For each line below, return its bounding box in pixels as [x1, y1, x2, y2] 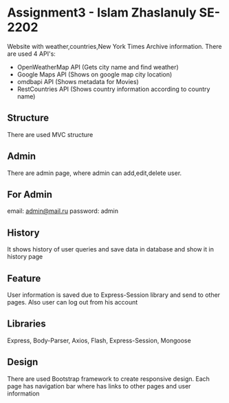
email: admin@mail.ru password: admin [7, 207, 119, 215]
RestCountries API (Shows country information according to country [17, 85, 210, 93]
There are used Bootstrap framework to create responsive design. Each [7, 374, 210, 383]
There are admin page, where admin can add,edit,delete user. [7, 169, 182, 177]
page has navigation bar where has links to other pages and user [7, 382, 191, 390]
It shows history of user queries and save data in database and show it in [7, 245, 215, 254]
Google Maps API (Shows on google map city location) [17, 70, 173, 79]
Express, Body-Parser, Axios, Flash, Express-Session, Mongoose [7, 336, 191, 344]
